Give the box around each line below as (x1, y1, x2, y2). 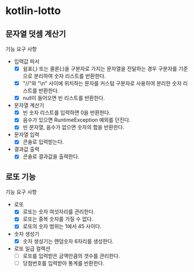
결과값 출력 (13, 146, 40, 153)
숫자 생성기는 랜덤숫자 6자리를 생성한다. (22, 237, 114, 245)
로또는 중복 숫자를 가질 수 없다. (22, 215, 93, 223)
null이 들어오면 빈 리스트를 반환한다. (22, 95, 105, 102)
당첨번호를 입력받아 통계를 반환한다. (22, 259, 105, 267)
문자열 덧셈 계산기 (5, 29, 66, 39)
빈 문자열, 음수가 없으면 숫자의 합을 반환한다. (22, 124, 124, 131)
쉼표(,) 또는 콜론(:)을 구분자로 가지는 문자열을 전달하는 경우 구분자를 (22, 66, 178, 72)
